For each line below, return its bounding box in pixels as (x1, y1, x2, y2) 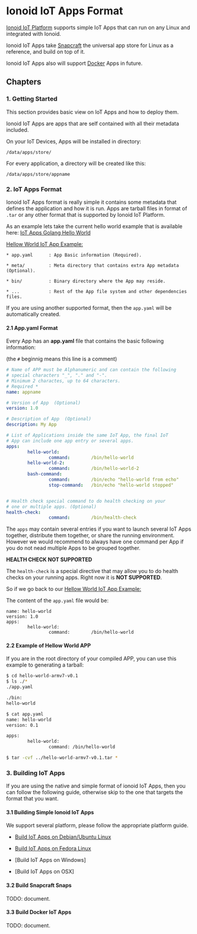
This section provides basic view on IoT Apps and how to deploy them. (6, 108, 179, 116)
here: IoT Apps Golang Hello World (6, 229, 91, 236)
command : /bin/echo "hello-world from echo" (48, 477, 179, 482)
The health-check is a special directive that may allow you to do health (6, 568, 179, 575)
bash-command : (27, 471, 62, 477)
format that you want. (6, 795, 59, 802)
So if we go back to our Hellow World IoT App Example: (6, 586, 141, 593)
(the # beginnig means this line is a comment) (6, 356, 117, 363)
